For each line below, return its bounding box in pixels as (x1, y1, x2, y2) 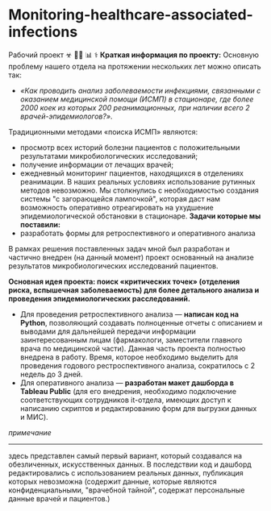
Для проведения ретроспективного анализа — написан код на (19, 309, 240, 319)
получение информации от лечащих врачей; (19, 160, 174, 169)
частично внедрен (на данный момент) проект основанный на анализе (8, 252, 254, 262)
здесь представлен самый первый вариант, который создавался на (8, 451, 243, 460)
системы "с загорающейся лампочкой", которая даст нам (19, 193, 220, 203)
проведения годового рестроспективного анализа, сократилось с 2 (19, 360, 256, 370)
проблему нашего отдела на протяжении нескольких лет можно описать (8, 61, 261, 71)
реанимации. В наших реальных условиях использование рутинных (19, 177, 256, 186)
